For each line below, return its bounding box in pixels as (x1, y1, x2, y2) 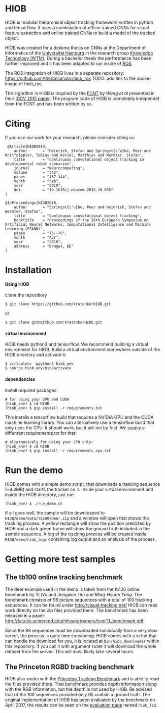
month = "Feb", (14, 179, 61, 184)
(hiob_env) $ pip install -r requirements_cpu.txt (5, 448, 111, 453)
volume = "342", (14, 170, 61, 175)
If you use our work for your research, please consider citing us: (5, 134, 135, 140)
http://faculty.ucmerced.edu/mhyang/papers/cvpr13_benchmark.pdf (5, 617, 144, 624)
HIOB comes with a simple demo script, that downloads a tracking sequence (5, 481, 161, 487)
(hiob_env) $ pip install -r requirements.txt (5, 406, 102, 410)
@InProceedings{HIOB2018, (5, 200, 58, 205)
